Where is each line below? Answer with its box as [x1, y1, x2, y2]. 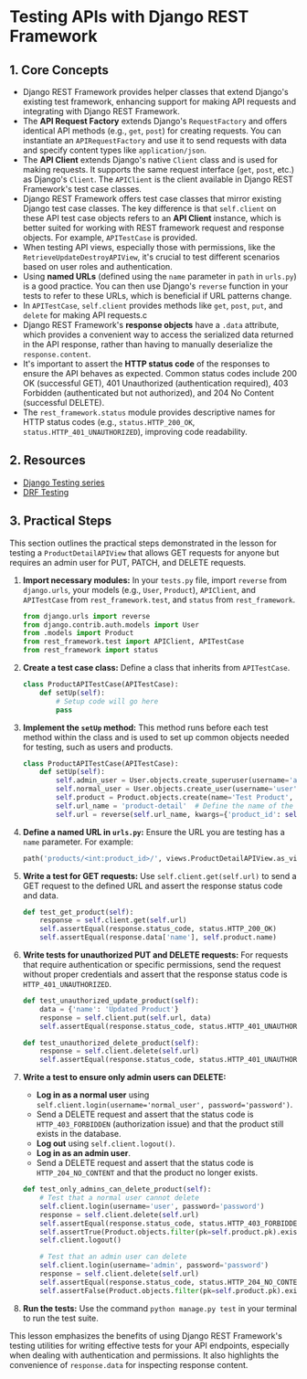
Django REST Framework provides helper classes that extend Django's [22, 87, 290, 97]
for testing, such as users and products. [22, 741, 174, 752]
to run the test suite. [22, 1312, 99, 1323]
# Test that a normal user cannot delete [39, 1193, 199, 1203]
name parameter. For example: [22, 836, 134, 847]
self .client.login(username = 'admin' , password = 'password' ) [39, 1261, 270, 1270]
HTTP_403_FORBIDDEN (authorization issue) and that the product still [36, 1119, 284, 1130]
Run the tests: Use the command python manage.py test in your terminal [22, 1302, 297, 1313]
